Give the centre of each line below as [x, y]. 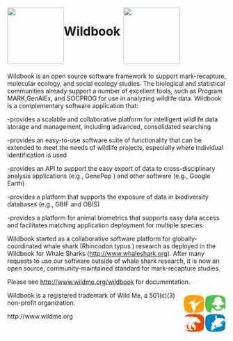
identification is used [37, 155]
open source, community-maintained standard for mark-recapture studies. [114, 268]
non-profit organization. [41, 303]
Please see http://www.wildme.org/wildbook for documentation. [99, 282]
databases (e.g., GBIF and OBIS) [54, 204]
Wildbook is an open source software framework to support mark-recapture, [117, 76]
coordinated [25, 246]
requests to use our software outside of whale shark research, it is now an [113, 261]
